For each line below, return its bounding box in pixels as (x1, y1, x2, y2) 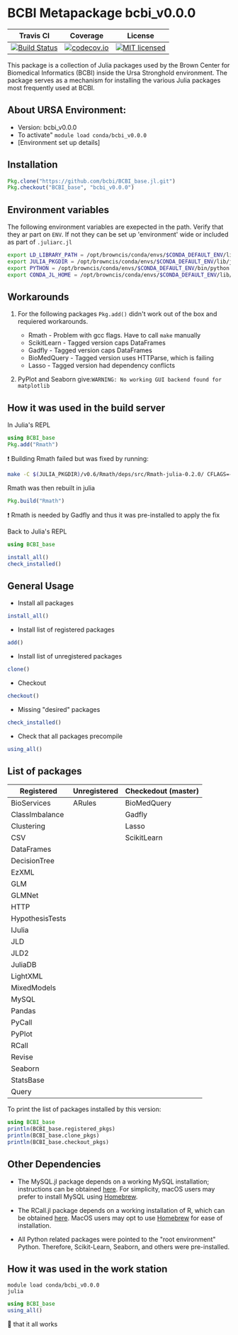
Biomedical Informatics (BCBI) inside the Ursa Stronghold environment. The (7, 68, 228, 77)
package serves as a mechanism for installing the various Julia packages (7, 76, 221, 85)
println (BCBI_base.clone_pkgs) (7, 1132, 100, 1139)
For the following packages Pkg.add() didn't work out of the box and (17, 310, 217, 318)
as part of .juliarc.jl (7, 238, 73, 247)
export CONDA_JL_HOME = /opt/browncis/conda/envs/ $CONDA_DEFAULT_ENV (7, 271, 217, 279)
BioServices (11, 798, 51, 808)
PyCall (11, 1017, 33, 1027)
